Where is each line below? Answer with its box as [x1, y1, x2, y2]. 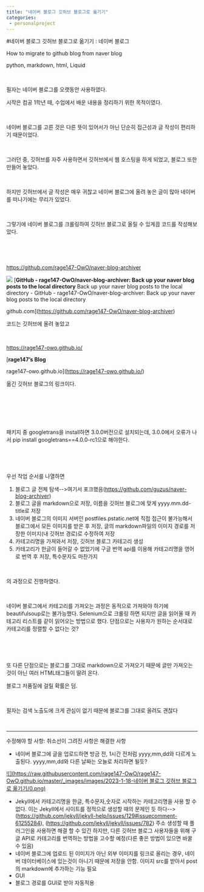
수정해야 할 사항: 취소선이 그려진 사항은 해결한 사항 [6, 737, 126, 745]
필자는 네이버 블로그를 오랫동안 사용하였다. [6, 86, 107, 93]
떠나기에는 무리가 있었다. [12, 196, 72, 203]
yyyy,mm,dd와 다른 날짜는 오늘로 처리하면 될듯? [33, 758, 148, 765]
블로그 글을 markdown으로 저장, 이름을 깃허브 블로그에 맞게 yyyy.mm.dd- [15, 500, 191, 507]
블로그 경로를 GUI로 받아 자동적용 [15, 879, 95, 887]
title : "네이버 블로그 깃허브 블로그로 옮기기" [6, 9, 109, 15]
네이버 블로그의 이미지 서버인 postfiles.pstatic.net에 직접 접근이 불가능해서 [15, 515, 193, 522]
